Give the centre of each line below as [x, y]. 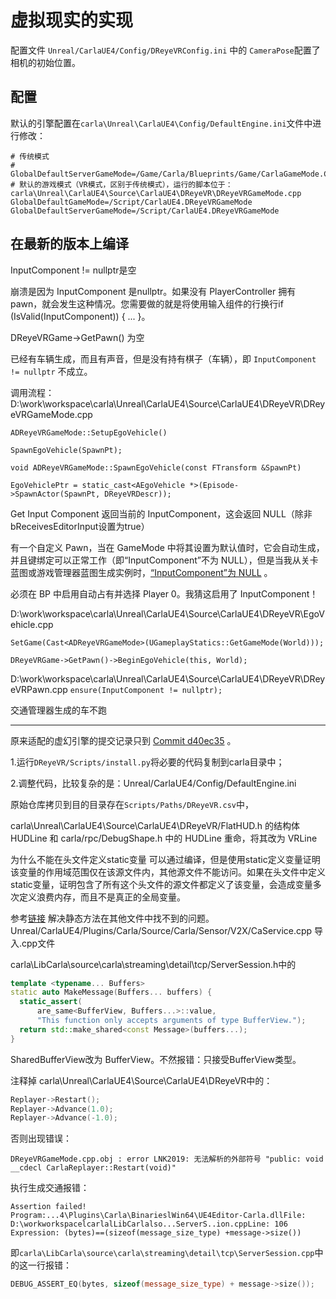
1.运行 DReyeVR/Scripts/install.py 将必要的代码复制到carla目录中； [147, 762]
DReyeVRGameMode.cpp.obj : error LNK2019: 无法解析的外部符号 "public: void [167, 1159]
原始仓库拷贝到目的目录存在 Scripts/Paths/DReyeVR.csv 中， [132, 804]
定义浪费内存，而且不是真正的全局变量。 [102, 897]
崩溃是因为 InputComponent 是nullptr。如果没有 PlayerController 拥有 [153, 291]
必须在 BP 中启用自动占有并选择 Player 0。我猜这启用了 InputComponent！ [164, 593]
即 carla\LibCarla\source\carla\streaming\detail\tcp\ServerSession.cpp [162, 1253]
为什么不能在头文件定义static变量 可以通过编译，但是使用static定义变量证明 [165, 859]
